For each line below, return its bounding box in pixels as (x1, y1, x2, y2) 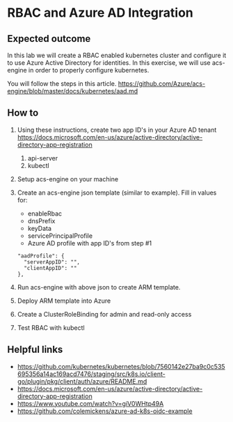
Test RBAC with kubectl (17, 323, 85, 332)
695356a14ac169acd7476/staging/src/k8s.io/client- (17, 370, 166, 378)
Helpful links (7, 344, 63, 356)
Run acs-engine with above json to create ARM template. (17, 282, 181, 291)
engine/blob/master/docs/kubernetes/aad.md (7, 87, 138, 95)
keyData (27, 224, 52, 232)
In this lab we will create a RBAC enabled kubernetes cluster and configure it (7, 51, 227, 59)
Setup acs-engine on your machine (17, 174, 119, 183)
